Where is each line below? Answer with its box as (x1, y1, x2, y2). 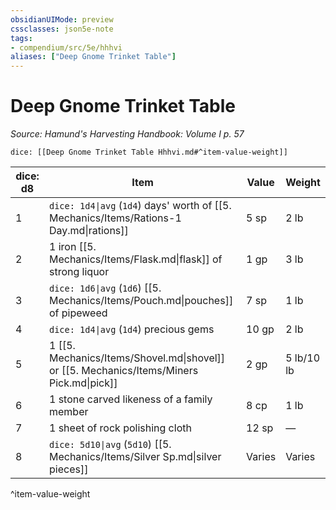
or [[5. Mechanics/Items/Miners (48, 364, 199, 378)
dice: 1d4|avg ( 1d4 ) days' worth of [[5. (48, 199, 232, 213)
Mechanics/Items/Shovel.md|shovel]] (48, 351, 226, 365)
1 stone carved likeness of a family (48, 392, 213, 406)
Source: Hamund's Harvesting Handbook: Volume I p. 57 (10, 128, 245, 140)
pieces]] (48, 462, 89, 476)
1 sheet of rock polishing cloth (48, 421, 192, 435)
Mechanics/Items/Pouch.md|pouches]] (48, 294, 234, 308)
